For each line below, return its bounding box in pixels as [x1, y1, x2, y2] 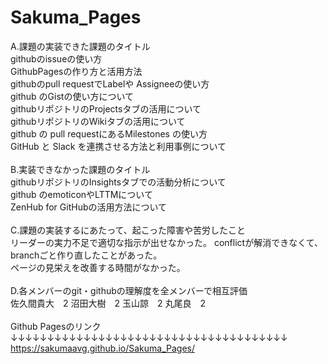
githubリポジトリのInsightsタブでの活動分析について [10, 176, 227, 188]
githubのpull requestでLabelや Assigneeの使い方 [10, 77, 210, 90]
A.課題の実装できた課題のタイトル [10, 40, 151, 52]
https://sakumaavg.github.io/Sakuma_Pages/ [10, 342, 196, 354]
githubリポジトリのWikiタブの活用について [10, 115, 186, 127]
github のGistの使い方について [10, 90, 135, 102]
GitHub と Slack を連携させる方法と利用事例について [10, 140, 227, 152]
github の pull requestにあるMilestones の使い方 [10, 127, 208, 140]
